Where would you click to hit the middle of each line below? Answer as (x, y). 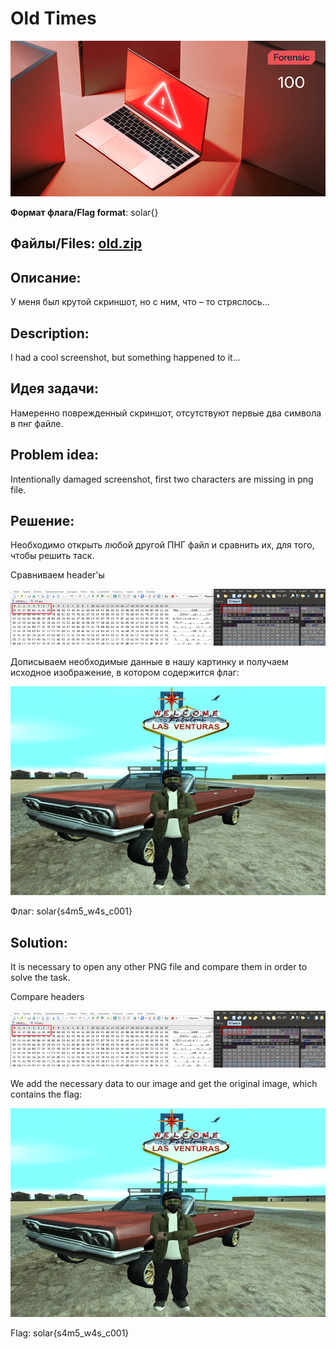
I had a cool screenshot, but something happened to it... (125, 357)
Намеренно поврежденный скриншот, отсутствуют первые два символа (166, 413)
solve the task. (40, 978)
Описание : (46, 277)
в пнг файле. (37, 423)
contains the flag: (46, 1094)
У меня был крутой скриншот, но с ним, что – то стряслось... (140, 302)
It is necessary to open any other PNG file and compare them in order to (159, 967)
